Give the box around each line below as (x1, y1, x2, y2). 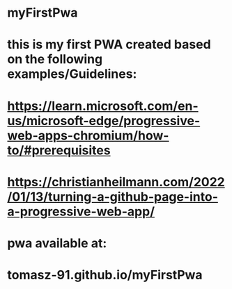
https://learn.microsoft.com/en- (7, 98, 199, 114)
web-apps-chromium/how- (7, 127, 169, 143)
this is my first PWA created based (7, 37, 211, 53)
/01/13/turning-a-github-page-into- (7, 189, 218, 204)
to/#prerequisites (7, 142, 111, 158)
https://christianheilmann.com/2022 (7, 174, 225, 190)
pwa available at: (7, 235, 107, 251)
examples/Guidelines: (7, 66, 137, 82)
